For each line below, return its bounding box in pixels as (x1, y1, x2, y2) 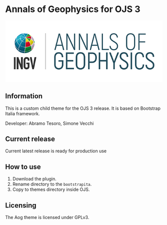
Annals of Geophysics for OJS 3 (5, 4, 140, 15)
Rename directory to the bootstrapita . (12, 181, 92, 187)
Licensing (5, 201, 36, 209)
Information (5, 92, 43, 101)
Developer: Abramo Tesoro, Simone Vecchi (5, 120, 94, 126)
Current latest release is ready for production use (5, 148, 106, 154)
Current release (5, 135, 55, 143)
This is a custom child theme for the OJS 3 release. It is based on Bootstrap (5, 105, 161, 111)
